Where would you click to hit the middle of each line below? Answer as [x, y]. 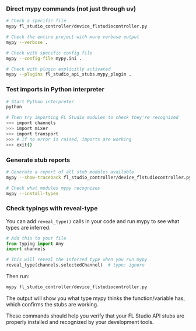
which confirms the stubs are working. [52, 304]
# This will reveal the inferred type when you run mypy [77, 260]
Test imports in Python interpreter [55, 90]
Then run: [18, 277]
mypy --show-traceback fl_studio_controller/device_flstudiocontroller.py [99, 178]
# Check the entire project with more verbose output [73, 37]
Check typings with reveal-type [52, 209]
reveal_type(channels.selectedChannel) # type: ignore [75, 265]
